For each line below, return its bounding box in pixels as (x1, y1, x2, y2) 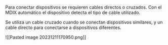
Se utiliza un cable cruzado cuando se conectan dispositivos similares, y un (5, 19, 163, 25)
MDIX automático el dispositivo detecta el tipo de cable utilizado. (5, 9, 141, 15)
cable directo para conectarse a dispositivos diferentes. (5, 24, 121, 30)
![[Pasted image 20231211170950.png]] (5, 34, 87, 40)
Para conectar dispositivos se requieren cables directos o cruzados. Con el (5, 4, 162, 10)
